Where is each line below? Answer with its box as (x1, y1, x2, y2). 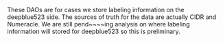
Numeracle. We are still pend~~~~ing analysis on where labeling (7, 20, 190, 28)
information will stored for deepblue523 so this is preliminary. (7, 27, 180, 35)
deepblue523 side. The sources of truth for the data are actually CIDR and (7, 13, 217, 21)
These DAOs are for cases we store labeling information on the (7, 6, 185, 14)
